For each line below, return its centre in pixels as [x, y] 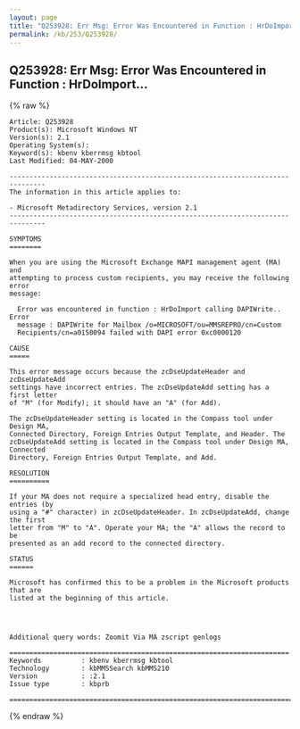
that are [25, 591]
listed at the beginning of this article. [89, 599]
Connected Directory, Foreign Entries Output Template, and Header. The [147, 435]
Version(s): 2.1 [39, 138]
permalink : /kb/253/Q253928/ [63, 34]
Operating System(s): [50, 145]
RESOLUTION [29, 474]
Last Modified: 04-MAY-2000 [62, 162]
